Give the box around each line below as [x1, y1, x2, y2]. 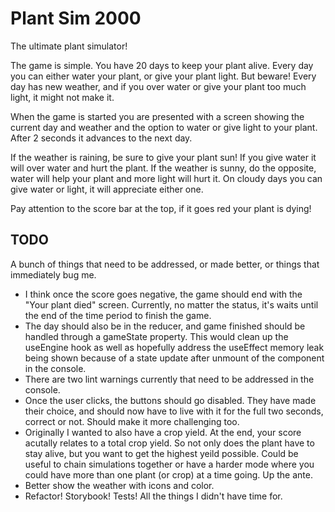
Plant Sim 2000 [10, 7, 142, 30]
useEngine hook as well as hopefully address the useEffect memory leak [24, 341, 325, 353]
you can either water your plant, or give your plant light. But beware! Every [10, 70, 317, 82]
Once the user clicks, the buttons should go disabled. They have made [24, 394, 317, 406]
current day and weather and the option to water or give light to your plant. [10, 121, 318, 133]
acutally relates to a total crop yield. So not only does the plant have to [24, 437, 315, 449]
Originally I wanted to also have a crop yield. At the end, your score [24, 426, 302, 438]
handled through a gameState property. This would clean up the [24, 330, 289, 342]
